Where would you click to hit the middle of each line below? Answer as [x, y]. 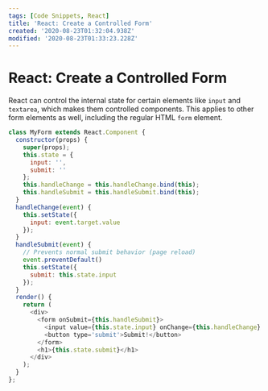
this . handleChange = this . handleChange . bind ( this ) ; [111, 185]
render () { [34, 297]
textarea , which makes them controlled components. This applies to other [131, 109]
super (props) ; [46, 147]
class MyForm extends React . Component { [77, 133]
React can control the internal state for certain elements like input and [125, 101]
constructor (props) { [52, 140]
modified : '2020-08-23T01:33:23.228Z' [73, 38]
